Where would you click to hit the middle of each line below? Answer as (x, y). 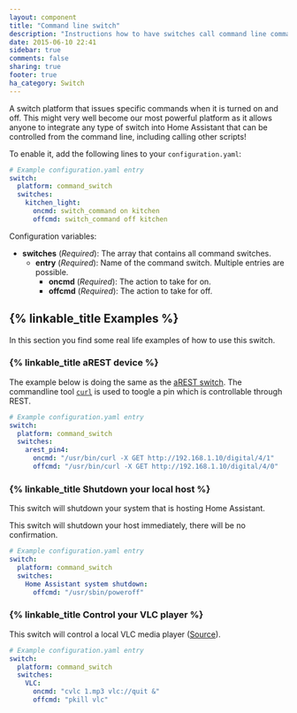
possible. (52, 272)
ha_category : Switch (47, 83)
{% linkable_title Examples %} (94, 319)
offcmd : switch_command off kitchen (100, 219)
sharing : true (35, 67)
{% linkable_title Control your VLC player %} (107, 615)
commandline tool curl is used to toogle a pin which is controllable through (146, 391)
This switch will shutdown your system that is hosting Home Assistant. (137, 509)
